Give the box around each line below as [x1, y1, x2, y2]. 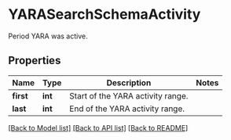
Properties [8, 54, 61, 67]
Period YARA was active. [8, 31, 88, 41]
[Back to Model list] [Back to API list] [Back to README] [8, 123, 189, 132]
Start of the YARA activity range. [69, 90, 189, 101]
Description [106, 77, 152, 88]
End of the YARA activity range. [69, 103, 185, 114]
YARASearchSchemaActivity [8, 5, 201, 23]
